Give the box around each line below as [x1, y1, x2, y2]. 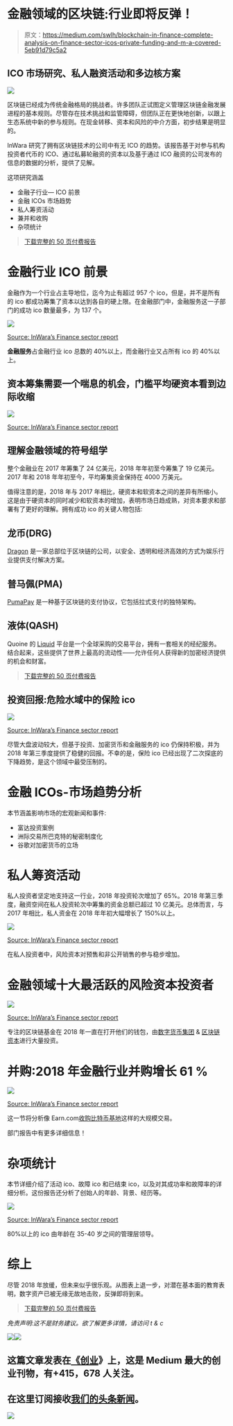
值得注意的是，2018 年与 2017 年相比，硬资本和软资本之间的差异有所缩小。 [7, 488, 222, 496]
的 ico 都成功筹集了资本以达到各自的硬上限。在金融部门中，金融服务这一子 [7, 297, 220, 305]
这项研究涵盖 [7, 173, 44, 181]
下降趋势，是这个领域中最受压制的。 [7, 757, 111, 766]
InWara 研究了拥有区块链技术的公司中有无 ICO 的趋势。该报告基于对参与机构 [7, 141, 225, 149]
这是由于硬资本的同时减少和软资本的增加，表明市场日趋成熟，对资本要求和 [7, 497, 220, 505]
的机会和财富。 [7, 657, 50, 665]
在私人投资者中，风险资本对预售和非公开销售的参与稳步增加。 [7, 950, 184, 959]
